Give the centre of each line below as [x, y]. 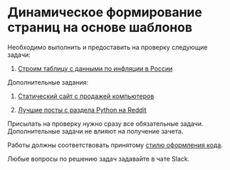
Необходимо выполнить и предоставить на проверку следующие [108, 47]
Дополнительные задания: [48, 82]
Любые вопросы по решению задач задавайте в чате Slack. [99, 159]
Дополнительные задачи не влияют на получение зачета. [95, 131]
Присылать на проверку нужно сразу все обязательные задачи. [105, 123]
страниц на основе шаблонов [100, 27]
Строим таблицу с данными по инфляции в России [95, 68]
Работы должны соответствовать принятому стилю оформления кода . [115, 145]
